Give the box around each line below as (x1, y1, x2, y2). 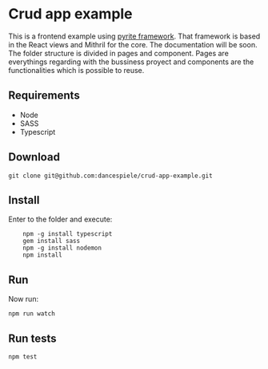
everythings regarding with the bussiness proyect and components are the (8, 57, 254, 67)
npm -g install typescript (22, 230, 113, 238)
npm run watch (8, 310, 56, 318)
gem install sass (22, 237, 81, 245)
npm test (8, 353, 38, 361)
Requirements (8, 89, 80, 103)
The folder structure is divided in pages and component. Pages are (8, 48, 230, 58)
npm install (22, 251, 62, 259)
